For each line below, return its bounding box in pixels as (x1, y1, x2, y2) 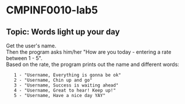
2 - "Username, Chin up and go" (13, 77, 93, 83)
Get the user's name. (6, 42, 57, 49)
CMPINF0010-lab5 (6, 4, 98, 17)
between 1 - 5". (6, 55, 43, 61)
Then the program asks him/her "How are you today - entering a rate (6, 48, 172, 56)
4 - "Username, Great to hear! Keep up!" (13, 88, 116, 93)
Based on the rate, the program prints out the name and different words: (6, 61, 180, 68)
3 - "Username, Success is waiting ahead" (13, 82, 118, 88)
